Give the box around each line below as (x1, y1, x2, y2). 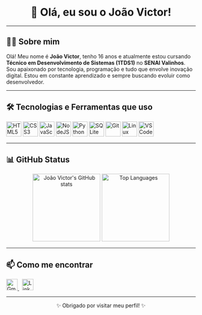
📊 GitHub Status (6, 154, 70, 165)
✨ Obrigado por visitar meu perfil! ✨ (56, 302, 146, 309)
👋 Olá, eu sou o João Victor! (31, 5, 171, 19)
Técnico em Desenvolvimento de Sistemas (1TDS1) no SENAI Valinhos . (6, 59, 186, 66)
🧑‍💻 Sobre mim (6, 37, 60, 47)
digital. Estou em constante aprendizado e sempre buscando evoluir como (6, 72, 191, 79)
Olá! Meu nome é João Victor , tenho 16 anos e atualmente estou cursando (6, 52, 191, 60)
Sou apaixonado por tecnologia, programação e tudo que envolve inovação (6, 66, 193, 73)
